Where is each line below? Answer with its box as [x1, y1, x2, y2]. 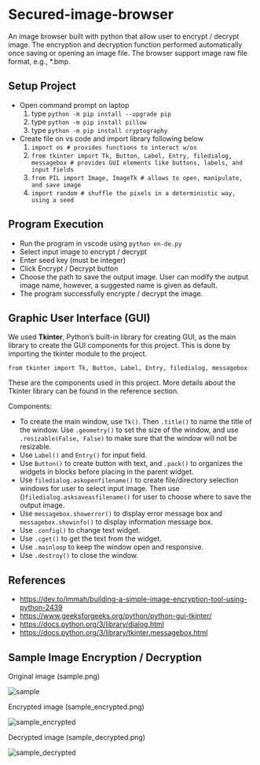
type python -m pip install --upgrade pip [31, 109, 171, 118]
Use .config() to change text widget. [19, 526, 141, 535]
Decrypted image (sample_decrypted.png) [8, 733, 146, 741]
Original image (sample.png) [8, 671, 101, 681]
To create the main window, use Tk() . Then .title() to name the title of [19, 417, 252, 427]
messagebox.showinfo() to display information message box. [19, 517, 214, 527]
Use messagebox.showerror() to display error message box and [19, 509, 222, 519]
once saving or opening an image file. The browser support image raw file [8, 48, 247, 57]
